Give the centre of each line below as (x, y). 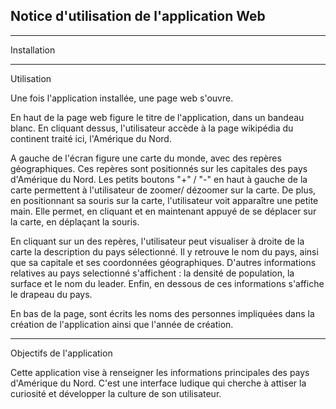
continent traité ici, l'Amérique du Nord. (91, 138)
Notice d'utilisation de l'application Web (138, 16)
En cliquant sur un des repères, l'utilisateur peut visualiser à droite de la (157, 241)
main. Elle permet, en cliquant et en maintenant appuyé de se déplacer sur (163, 211)
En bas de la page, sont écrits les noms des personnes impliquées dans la (162, 313)
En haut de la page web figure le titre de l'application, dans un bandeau (157, 117)
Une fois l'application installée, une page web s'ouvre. (122, 98)
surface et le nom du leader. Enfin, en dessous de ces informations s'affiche (167, 283)
